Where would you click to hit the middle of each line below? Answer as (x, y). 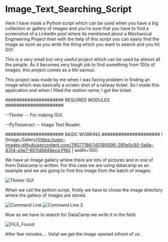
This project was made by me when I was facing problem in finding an (78, 79)
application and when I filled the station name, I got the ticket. (69, 90)
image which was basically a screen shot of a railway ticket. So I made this (82, 85)
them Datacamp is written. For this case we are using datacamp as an (77, 165)
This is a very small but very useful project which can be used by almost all (83, 59)
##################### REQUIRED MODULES (58, 100)
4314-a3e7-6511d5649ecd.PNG (38, 150)
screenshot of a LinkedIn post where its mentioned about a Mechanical (78, 33)
